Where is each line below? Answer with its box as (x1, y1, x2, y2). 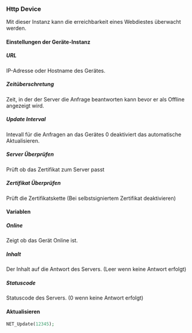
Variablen (6, 208, 31, 215)
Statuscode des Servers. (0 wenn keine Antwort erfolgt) (6, 294, 144, 301)
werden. (6, 24, 27, 32)
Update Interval (6, 116, 46, 123)
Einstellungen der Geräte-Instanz (6, 38, 91, 45)
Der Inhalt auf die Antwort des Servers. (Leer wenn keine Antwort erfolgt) (6, 266, 187, 273)
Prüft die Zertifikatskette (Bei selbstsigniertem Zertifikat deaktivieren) (6, 195, 176, 202)
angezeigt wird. (6, 102, 45, 109)
